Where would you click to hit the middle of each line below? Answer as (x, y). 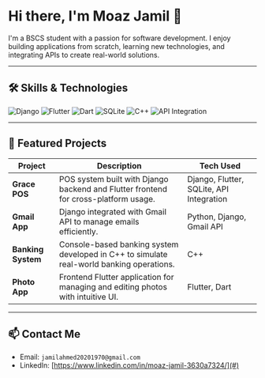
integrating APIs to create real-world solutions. (84, 55)
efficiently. (78, 231)
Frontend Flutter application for (116, 277)
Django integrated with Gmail (113, 211)
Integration (207, 198)
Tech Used (220, 165)
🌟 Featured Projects (58, 144)
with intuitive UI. (89, 297)
